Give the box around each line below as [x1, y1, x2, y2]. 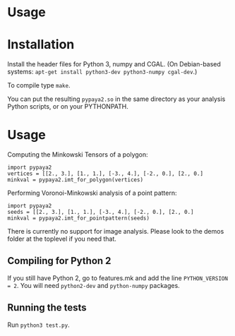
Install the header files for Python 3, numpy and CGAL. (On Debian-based [7, 60, 221, 68]
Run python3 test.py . [7, 320, 70, 329]
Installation [7, 37, 75, 53]
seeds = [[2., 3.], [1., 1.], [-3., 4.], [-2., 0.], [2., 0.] [7, 209, 194, 216]
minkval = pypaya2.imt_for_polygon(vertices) [7, 176, 143, 184]
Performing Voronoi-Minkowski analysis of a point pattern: [7, 188, 178, 198]
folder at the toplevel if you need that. [7, 234, 116, 244]
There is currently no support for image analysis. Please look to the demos [7, 227, 224, 236]
